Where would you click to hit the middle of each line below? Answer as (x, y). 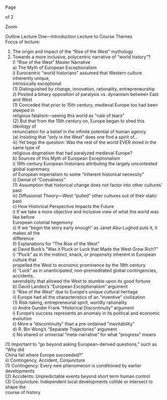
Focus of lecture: (23, 42)
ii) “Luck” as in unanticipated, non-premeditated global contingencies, (85, 270)
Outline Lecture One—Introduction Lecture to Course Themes (69, 36)
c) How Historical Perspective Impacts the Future (63, 206)
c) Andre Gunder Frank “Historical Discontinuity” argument (73, 308)
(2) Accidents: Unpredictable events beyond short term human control (78, 376)
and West (22, 99)
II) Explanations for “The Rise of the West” (56, 244)
